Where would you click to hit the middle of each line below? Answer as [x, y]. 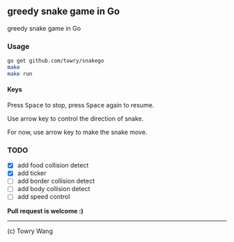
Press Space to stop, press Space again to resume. [81, 105]
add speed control [44, 197]
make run [20, 74]
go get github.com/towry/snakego [56, 61]
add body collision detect [54, 189]
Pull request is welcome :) [45, 211]
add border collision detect [56, 181]
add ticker [32, 173]
